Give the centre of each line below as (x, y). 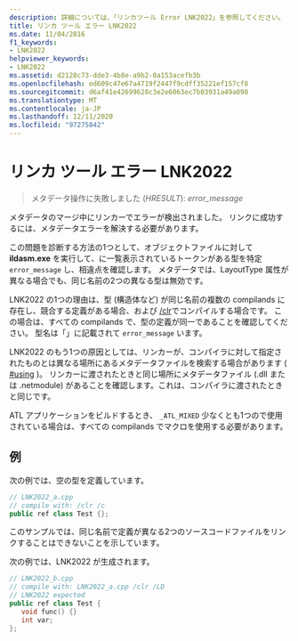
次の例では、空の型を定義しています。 (79, 480)
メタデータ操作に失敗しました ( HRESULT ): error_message (137, 198)
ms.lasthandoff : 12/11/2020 (61, 117)
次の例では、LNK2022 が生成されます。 (82, 562)
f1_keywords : (33, 42)
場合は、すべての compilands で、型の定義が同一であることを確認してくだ (152, 321)
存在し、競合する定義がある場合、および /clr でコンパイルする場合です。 (141, 310)
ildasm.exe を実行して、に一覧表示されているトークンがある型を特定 (136, 258)
